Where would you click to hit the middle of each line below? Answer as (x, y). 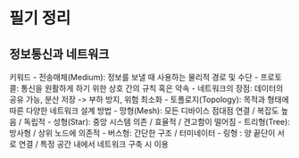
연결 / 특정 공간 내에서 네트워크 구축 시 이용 (94, 144)
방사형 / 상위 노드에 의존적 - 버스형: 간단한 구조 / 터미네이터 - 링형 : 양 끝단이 (142, 133)
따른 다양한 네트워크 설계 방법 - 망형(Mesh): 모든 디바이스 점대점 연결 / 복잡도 (144, 111)
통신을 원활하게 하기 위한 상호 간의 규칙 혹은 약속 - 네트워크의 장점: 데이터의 (152, 88)
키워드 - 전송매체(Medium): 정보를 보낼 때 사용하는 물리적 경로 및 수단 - (134, 77)
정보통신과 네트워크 (59, 54)
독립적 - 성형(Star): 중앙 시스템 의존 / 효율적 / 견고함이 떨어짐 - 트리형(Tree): (157, 122)
